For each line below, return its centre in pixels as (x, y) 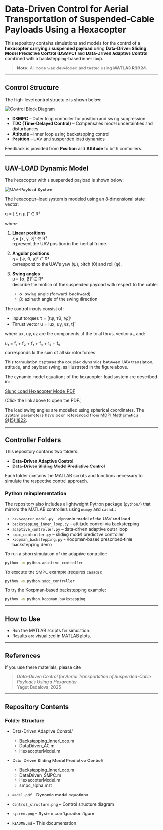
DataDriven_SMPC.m (40, 775)
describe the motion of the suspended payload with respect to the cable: (85, 284)
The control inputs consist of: (34, 308)
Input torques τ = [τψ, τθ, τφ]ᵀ (42, 318)
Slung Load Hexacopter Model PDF (40, 391)
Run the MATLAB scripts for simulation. (51, 631)
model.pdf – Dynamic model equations (50, 795)
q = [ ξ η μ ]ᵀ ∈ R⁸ (23, 214)
